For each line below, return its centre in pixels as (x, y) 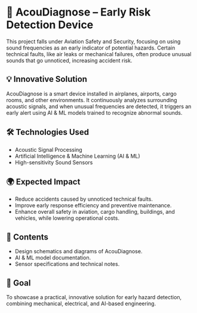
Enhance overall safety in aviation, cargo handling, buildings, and (95, 212)
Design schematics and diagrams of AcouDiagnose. (79, 251)
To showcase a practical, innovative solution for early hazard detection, (94, 297)
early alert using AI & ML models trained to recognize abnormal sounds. (94, 112)
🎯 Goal (19, 283)
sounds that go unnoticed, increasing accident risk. (69, 60)
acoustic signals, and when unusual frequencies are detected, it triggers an (99, 106)
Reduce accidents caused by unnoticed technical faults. (84, 199)
